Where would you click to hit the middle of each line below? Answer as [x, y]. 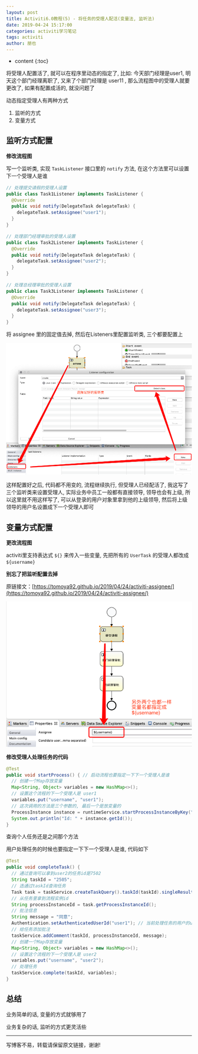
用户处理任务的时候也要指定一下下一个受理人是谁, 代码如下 [77, 849]
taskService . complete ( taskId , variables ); [64, 973]
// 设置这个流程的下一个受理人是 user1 [54, 794]
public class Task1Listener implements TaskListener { [75, 194]
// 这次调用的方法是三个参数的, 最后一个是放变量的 [66, 806]
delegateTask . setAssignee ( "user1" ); [62, 213]
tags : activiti [25, 37]
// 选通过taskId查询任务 [39, 886]
